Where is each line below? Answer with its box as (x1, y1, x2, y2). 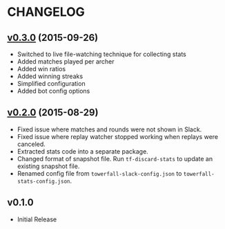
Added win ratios (17, 65, 66, 73)
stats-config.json (17, 178, 70, 185)
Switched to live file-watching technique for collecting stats (17, 50, 186, 58)
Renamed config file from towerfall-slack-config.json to (17, 169, 182, 177)
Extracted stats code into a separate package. (17, 147, 148, 156)
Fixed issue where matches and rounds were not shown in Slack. (17, 125, 202, 134)
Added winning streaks (17, 72, 84, 80)
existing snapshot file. (17, 162, 80, 170)
